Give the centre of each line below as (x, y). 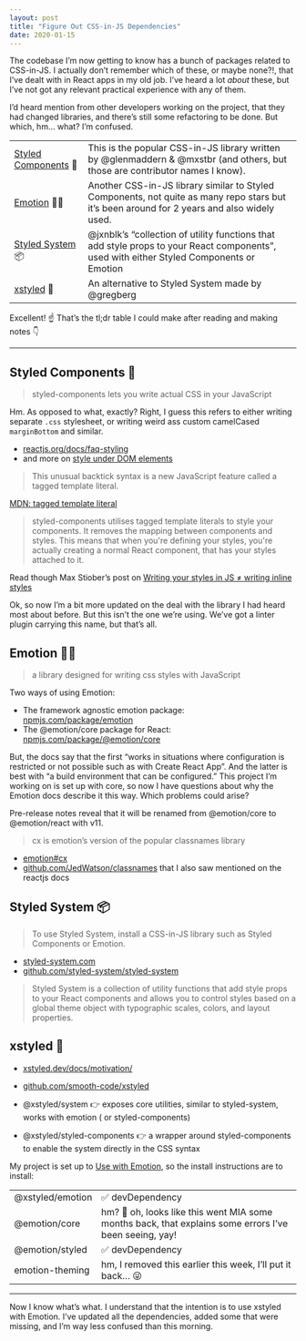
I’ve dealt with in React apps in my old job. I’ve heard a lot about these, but (149, 80)
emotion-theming (52, 1270)
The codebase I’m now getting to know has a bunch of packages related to (150, 61)
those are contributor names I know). (167, 171)
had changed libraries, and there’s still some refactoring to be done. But (144, 117)
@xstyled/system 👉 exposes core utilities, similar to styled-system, (151, 1104)
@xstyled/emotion (53, 1197)
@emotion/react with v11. (56, 823)
